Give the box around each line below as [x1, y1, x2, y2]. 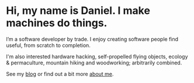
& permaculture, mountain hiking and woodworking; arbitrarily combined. [6, 59, 182, 66]
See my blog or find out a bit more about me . [6, 70, 114, 77]
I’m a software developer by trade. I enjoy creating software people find [6, 35, 179, 42]
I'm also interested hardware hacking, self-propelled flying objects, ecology [6, 53, 188, 60]
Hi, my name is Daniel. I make [6, 4, 151, 17]
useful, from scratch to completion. [6, 42, 91, 49]
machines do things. [6, 16, 108, 30]
